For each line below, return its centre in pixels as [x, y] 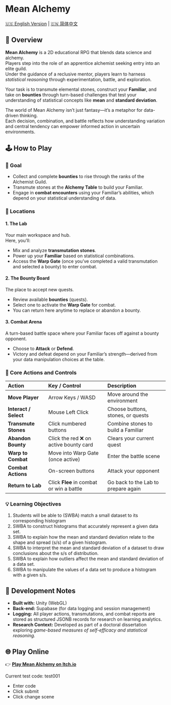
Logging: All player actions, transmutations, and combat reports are [84, 614]
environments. [20, 132]
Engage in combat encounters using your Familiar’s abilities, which [83, 193]
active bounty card [70, 445]
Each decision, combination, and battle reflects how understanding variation [85, 121]
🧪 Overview [24, 40]
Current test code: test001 [33, 676]
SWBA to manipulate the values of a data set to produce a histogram [84, 569]
